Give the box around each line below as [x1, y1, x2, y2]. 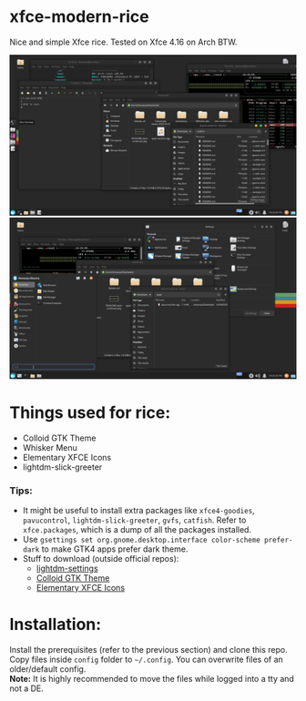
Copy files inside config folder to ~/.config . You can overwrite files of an [9, 654, 284, 665]
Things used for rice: [9, 402, 171, 423]
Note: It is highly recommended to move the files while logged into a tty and [9, 674, 294, 685]
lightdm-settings [36, 563, 98, 574]
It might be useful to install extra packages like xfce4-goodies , [22, 505, 255, 516]
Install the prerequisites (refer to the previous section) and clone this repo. [9, 645, 289, 655]
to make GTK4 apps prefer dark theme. [41, 544, 189, 554]
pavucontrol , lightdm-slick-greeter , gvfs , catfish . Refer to [22, 514, 247, 525]
